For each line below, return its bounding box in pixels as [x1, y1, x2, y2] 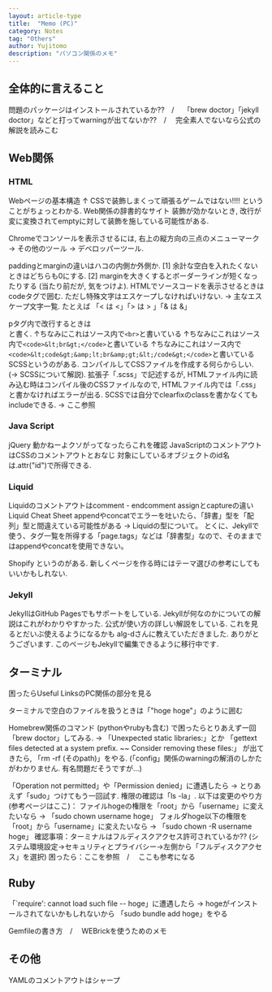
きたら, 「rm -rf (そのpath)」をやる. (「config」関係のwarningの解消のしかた [8, 753, 262, 764]
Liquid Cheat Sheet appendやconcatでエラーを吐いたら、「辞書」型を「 [8, 511, 248, 521]
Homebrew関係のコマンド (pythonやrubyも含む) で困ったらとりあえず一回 [8, 723, 257, 733]
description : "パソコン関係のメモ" [8, 50, 118, 58]
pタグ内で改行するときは [8, 318, 92, 328]
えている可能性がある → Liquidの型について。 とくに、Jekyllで [50, 521, 260, 531]
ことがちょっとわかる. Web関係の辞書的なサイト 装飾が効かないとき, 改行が [8, 206, 261, 215]
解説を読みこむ [8, 125, 58, 135]
